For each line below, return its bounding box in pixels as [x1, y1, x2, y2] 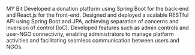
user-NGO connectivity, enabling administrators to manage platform [6, 30, 174, 38]
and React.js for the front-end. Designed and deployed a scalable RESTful [6, 11, 189, 19]
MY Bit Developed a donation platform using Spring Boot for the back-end [6, 5, 189, 12]
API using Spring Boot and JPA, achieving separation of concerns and [6, 18, 179, 25]
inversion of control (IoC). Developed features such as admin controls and [6, 24, 189, 31]
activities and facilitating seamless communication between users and [6, 37, 180, 44]
